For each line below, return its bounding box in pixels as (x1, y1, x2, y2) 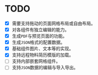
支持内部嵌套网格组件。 (11, 58, 60, 64)
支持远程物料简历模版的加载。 (11, 52, 73, 58)
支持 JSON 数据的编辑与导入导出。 (11, 64, 78, 70)
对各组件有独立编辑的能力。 (11, 27, 69, 33)
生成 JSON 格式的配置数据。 (11, 39, 65, 45)
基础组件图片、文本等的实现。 (11, 46, 73, 52)
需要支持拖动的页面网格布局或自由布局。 (11, 20, 95, 26)
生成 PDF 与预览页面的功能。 (11, 33, 67, 39)
